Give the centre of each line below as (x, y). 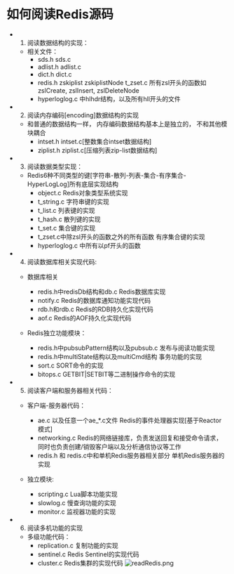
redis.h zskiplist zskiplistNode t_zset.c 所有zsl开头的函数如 (122, 82)
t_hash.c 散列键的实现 (69, 219)
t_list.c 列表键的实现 (66, 210)
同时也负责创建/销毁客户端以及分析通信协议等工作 (109, 446)
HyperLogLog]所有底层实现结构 (73, 184)
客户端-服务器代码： (56, 405)
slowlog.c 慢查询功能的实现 (77, 502)
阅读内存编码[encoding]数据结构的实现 (83, 115)
